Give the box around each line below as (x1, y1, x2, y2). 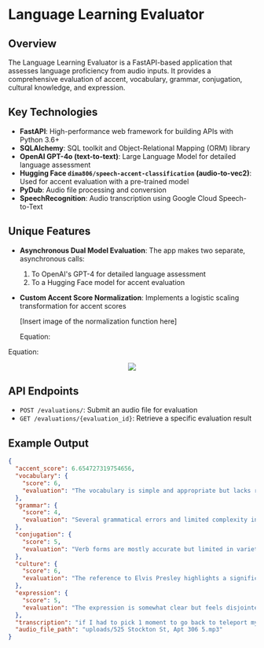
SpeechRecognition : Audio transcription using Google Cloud (19, 193, 218, 202)
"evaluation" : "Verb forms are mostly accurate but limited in (22, 545, 234, 553)
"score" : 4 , (22, 509, 61, 517)
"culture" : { (15, 560, 58, 568)
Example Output (8, 436, 89, 450)
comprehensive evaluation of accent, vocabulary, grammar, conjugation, (8, 75, 243, 83)
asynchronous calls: (19, 254, 85, 263)
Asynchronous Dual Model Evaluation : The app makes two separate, (19, 246, 246, 255)
